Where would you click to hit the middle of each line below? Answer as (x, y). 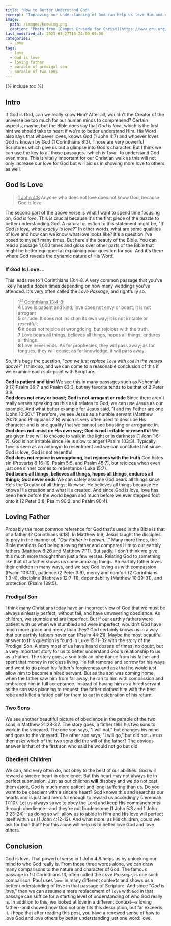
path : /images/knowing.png (38, 24)
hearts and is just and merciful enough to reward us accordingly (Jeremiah (83, 798)
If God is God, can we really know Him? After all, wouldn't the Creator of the (85, 114)
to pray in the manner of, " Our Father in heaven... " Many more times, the (81, 540)
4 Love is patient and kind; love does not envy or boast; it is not (84, 307)
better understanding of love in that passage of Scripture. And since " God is (85, 886)
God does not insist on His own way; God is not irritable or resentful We (82, 430)
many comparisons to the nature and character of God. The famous (76, 869)
